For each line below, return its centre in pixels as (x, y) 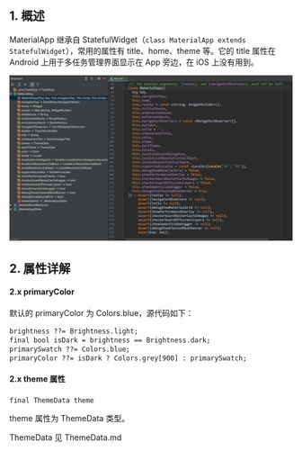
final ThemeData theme (52, 400)
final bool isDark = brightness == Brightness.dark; (110, 340)
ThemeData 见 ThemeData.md (66, 437)
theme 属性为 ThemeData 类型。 (70, 418)
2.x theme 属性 (37, 379)
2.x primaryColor (42, 292)
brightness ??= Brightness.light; (74, 331)
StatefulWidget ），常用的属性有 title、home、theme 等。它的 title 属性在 (142, 50)
